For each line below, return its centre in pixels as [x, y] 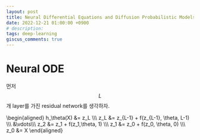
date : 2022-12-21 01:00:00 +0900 [48, 23]
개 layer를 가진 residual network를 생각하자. [58, 105]
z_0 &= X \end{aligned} [35, 130]
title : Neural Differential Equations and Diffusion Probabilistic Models [101, 17]
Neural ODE [35, 69]
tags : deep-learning [32, 34]
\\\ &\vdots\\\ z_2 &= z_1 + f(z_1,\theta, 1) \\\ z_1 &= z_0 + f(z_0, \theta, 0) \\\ [96, 124]
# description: [25, 28]
